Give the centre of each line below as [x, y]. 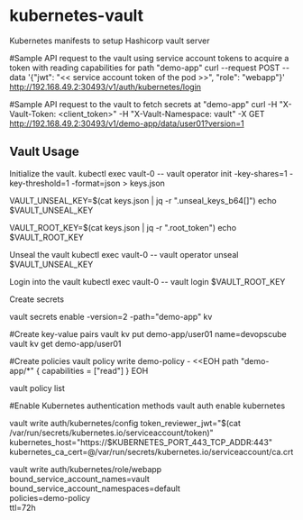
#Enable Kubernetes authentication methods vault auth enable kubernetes [147, 406]
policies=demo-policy [50, 497]
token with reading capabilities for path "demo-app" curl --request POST [145, 68]
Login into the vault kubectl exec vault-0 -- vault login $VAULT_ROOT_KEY [147, 281]
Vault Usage [44, 152]
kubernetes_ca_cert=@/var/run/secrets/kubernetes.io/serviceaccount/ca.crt [151, 452]
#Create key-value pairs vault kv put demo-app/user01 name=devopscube [148, 333]
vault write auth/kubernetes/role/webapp [86, 469]
